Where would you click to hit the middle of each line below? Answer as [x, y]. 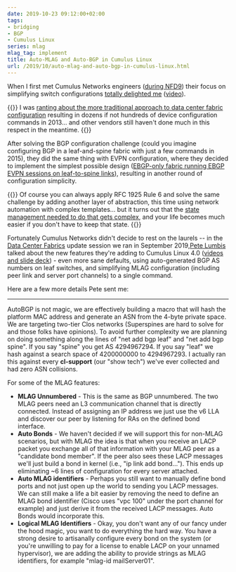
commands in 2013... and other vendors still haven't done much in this [109, 122]
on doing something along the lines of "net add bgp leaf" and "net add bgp [116, 339]
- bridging [23, 27]
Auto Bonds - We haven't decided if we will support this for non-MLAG [120, 433]
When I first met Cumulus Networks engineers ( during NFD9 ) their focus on [117, 86]
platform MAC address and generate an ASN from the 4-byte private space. [117, 317]
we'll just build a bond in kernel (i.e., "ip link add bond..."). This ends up [120, 463]
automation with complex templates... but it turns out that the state [104, 209]
